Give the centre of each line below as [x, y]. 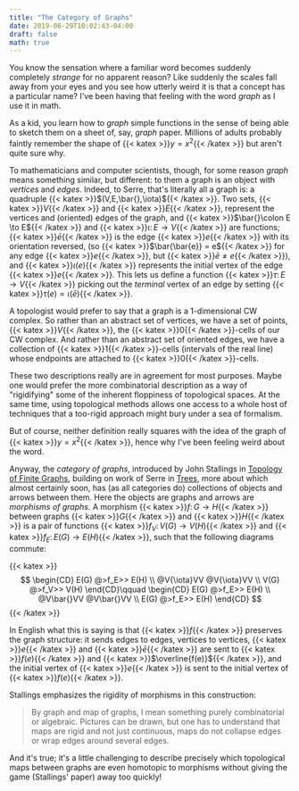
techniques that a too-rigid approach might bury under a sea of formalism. [146, 413]
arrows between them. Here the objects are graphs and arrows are [132, 497]
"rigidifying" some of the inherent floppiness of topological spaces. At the [145, 395]
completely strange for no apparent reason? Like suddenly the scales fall [143, 78]
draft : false [33, 34]
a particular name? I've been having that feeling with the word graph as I [142, 96]
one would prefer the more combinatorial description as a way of [129, 385]
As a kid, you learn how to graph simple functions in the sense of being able [149, 123]
